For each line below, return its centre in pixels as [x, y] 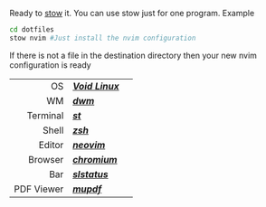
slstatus [90, 174]
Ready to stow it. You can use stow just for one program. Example [132, 13]
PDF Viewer [39, 189]
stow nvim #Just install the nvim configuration [103, 38]
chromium [95, 159]
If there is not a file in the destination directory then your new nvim [133, 55]
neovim [89, 145]
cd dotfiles [32, 30]
